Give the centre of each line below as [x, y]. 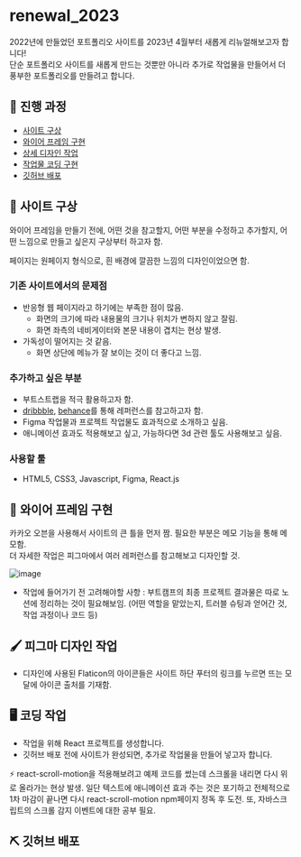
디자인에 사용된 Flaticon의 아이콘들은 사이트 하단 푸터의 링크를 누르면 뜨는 [152, 674]
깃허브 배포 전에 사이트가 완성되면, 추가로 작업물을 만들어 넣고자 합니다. [147, 754]
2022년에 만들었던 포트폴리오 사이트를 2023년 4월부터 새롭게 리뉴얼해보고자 [145, 41]
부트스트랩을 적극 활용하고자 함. [78, 400]
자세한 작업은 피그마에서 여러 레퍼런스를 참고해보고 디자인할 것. [129, 556]
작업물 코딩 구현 [50, 164]
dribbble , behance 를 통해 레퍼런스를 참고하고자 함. [113, 410]
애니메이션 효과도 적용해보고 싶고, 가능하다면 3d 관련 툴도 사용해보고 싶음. [152, 433]
